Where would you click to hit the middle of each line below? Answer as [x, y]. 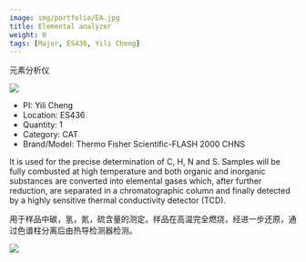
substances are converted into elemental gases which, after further [136, 181]
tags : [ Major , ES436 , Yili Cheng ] [75, 43]
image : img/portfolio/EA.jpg [65, 18]
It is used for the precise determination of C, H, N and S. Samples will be [145, 162]
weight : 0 [28, 35]
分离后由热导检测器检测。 [89, 231]
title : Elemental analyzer [61, 26]
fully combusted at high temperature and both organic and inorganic [138, 171]
